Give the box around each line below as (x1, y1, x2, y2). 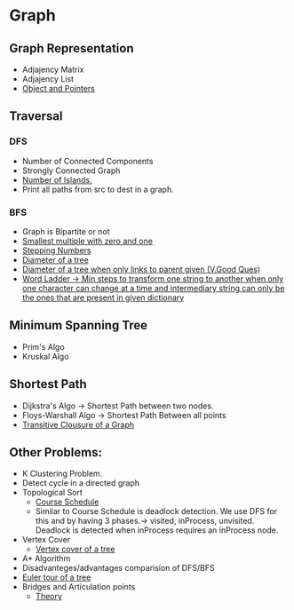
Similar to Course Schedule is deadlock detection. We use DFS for (35, 506, 278, 517)
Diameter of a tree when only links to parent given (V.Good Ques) (21, 264, 261, 274)
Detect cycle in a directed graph (21, 478, 140, 488)
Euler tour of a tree (21, 572, 91, 582)
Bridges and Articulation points (21, 582, 136, 592)
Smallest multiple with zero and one (21, 235, 154, 246)
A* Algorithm (21, 553, 71, 564)
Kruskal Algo (21, 351, 69, 361)
